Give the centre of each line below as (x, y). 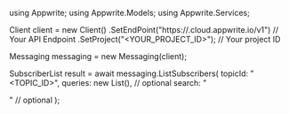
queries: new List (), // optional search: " (134, 83)
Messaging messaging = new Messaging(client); (98, 56)
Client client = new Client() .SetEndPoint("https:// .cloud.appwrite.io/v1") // (144, 30)
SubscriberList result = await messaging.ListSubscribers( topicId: (129, 73)
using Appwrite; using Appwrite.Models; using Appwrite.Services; (130, 13)
